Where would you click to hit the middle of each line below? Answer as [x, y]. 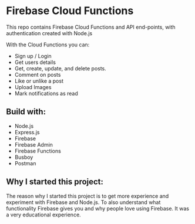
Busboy [24, 157]
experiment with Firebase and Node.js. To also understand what [83, 202]
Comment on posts [38, 74]
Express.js [27, 132]
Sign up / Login [33, 56]
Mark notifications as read [46, 93]
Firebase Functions [38, 151]
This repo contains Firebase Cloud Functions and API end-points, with [91, 27]
